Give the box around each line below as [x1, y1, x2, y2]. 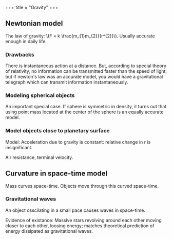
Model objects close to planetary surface [5, 127, 110, 134]
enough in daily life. [5, 38, 47, 44]
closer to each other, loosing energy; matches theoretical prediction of [5, 223, 155, 229]
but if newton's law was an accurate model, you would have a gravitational [5, 74, 163, 80]
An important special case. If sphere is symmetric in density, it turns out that [5, 104, 167, 110]
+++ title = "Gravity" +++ [5, 5, 59, 10]
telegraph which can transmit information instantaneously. [5, 79, 128, 85]
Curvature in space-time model [5, 169, 108, 178]
